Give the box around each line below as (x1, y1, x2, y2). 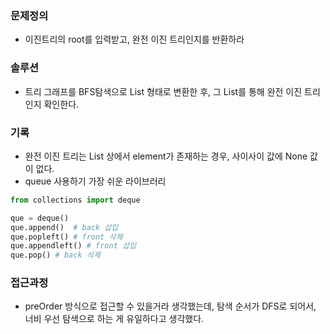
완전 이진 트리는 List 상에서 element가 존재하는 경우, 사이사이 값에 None (24, 150, 308, 162)
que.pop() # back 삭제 (10, 250, 101, 261)
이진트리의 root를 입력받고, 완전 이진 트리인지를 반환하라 (24, 33, 245, 46)
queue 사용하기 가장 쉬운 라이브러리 (24, 175, 167, 187)
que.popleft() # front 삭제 (10, 232, 123, 242)
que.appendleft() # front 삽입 (10, 241, 137, 251)
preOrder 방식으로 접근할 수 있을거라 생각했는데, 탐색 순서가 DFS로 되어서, (24, 300, 317, 312)
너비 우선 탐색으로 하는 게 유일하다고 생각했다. (24, 313, 205, 325)
